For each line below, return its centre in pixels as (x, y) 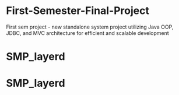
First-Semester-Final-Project (78, 11)
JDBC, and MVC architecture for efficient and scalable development (87, 33)
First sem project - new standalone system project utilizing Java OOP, (90, 27)
